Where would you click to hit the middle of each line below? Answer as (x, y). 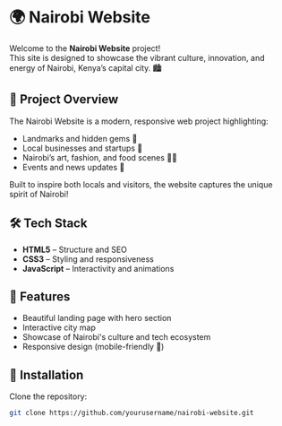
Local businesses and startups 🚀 (82, 148)
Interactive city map (59, 327)
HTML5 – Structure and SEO (75, 249)
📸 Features (40, 296)
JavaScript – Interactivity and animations (98, 268)
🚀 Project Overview (64, 100)
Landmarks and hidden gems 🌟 (80, 138)
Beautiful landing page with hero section (97, 318)
